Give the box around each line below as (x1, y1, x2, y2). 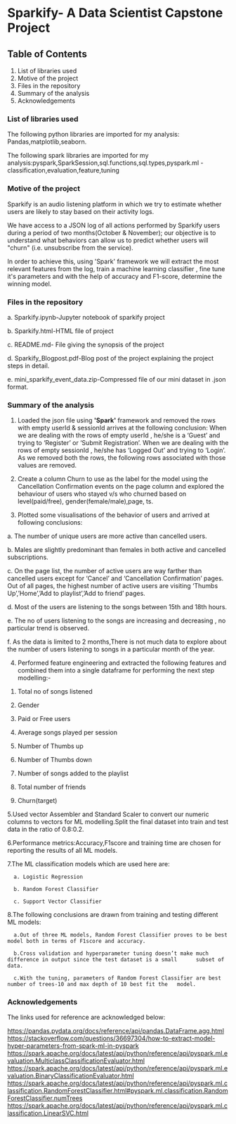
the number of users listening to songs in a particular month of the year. (7, 645, 216, 654)
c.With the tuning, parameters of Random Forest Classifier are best (13, 975, 221, 982)
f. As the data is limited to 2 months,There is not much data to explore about (7, 637, 227, 646)
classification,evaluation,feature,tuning (7, 166, 119, 175)
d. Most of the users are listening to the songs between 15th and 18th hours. (7, 603, 227, 611)
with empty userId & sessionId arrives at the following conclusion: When (17, 424, 227, 432)
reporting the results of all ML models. (7, 847, 118, 855)
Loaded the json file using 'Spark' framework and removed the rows (17, 416, 216, 425)
